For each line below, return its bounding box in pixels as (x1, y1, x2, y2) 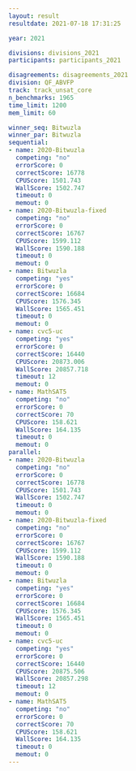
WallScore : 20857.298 (15, 675, 89, 683)
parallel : (8, 448, 42, 457)
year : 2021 (8, 34, 45, 42)
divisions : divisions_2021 (8, 49, 100, 57)
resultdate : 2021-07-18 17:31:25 (8, 19, 121, 28)
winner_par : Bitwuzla (8, 131, 82, 139)
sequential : (8, 139, 49, 147)
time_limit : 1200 (8, 101, 67, 110)
